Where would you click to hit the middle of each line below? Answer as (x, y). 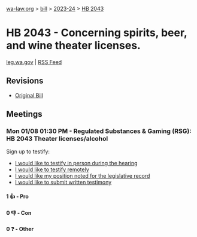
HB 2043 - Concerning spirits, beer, (97, 33)
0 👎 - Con (19, 212)
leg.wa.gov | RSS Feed (34, 62)
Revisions (25, 81)
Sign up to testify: (28, 151)
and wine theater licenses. (73, 46)
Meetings (25, 114)
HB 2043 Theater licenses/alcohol (57, 139)
